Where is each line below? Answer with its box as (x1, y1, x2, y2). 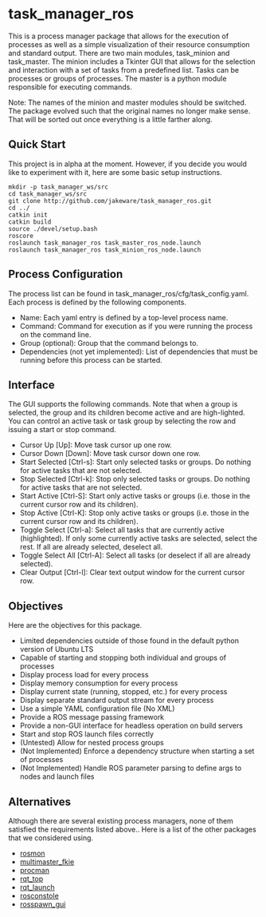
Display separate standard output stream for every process (19, 696, 214, 705)
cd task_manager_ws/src (8, 189, 88, 198)
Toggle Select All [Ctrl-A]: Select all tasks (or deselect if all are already (19, 550, 251, 560)
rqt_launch (19, 883, 55, 891)
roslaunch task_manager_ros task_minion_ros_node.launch (8, 245, 201, 254)
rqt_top (19, 874, 44, 883)
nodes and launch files (19, 772, 95, 781)
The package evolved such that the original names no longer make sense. (8, 105, 251, 116)
